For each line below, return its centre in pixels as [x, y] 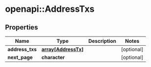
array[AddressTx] [63, 49]
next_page [20, 57]
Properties [22, 27]
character [53, 57]
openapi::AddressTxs [50, 9]
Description [102, 41]
